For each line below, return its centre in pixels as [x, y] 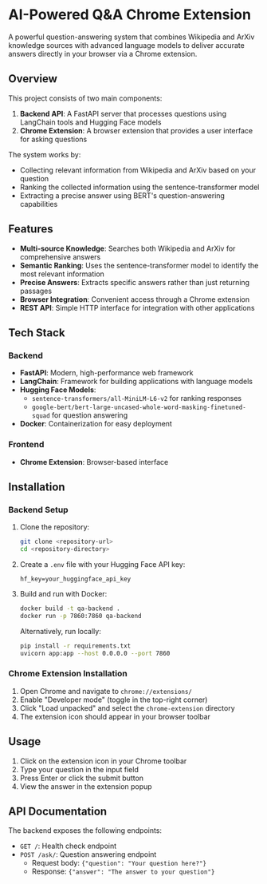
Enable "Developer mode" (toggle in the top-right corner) [114, 700]
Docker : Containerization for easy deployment [96, 424]
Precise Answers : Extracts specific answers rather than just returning [134, 282]
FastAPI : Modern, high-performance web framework [106, 373]
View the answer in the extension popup [86, 786]
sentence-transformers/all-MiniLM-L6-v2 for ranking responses [136, 398]
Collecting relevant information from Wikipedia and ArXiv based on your [138, 170]
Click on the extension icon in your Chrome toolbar [103, 761]
